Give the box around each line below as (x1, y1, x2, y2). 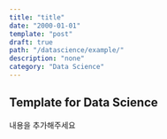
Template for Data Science (9, 95, 159, 111)
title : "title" (9, 12, 65, 22)
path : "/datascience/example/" (9, 46, 125, 55)
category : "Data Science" (9, 63, 104, 72)
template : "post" (9, 29, 73, 38)
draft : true (9, 37, 53, 47)
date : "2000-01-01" (9, 21, 81, 30)
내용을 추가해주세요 (9, 120, 76, 130)
